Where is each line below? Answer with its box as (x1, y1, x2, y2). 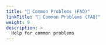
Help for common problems (11, 30, 75, 36)
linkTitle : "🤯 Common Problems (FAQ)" (6, 14, 101, 20)
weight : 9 (6, 19, 30, 25)
